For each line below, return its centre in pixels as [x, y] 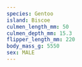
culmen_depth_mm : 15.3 [39, 33]
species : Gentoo [30, 14]
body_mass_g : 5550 [33, 46]
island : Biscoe [28, 20]
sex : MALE [21, 53]
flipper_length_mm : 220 [41, 40]
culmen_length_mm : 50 [38, 27]
